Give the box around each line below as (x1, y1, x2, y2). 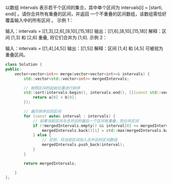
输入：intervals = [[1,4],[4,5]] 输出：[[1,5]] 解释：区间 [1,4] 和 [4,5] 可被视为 (5, 45, 164, 51)
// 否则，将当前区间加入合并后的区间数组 (41, 137, 118, 143)
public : (5, 66, 22, 72)
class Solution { (5, 62, 42, 67)
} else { (32, 132, 52, 138)
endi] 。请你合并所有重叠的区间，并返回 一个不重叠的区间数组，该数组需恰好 (5, 11, 167, 17)
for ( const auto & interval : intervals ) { (24, 113, 116, 119)
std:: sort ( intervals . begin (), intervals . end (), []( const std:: (24, 90, 161, 96)
